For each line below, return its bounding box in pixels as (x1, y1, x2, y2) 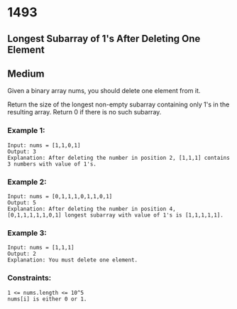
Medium (7, 67, 45, 80)
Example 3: (7, 228, 48, 238)
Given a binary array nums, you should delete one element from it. (7, 87, 201, 95)
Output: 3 (7, 148, 37, 155)
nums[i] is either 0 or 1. (7, 296, 87, 303)
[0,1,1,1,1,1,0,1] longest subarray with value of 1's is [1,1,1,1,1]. (7, 211, 224, 219)
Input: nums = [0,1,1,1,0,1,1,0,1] (7, 193, 113, 200)
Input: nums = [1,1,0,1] (7, 141, 81, 149)
